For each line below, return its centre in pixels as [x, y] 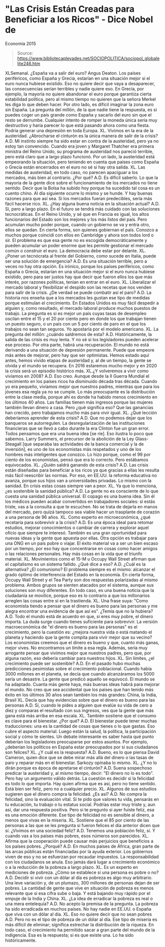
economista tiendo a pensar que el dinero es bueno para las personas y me [82, 606]
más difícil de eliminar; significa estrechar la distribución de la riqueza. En [80, 924]
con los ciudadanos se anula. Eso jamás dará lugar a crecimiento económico [82, 862]
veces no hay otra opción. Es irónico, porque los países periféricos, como [80, 266]
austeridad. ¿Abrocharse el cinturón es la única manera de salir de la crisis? [82, 136]
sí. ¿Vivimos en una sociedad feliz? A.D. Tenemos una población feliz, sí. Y [80, 830]
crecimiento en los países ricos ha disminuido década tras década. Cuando [81, 381]
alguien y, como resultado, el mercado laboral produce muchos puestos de [81, 308]
